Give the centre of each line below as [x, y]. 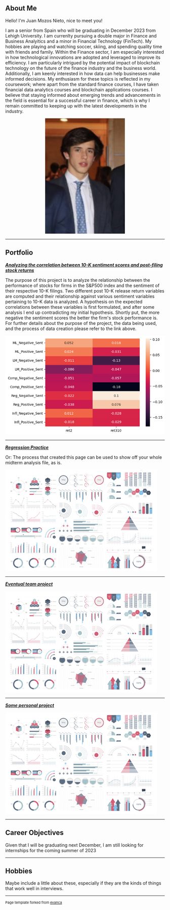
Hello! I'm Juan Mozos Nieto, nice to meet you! [54, 20]
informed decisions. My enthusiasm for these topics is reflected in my [78, 79]
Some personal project [30, 705]
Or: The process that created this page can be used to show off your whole [84, 457]
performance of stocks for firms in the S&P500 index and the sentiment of [82, 285]
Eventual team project [29, 584]
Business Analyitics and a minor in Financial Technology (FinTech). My [78, 41]
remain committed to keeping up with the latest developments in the [76, 105]
